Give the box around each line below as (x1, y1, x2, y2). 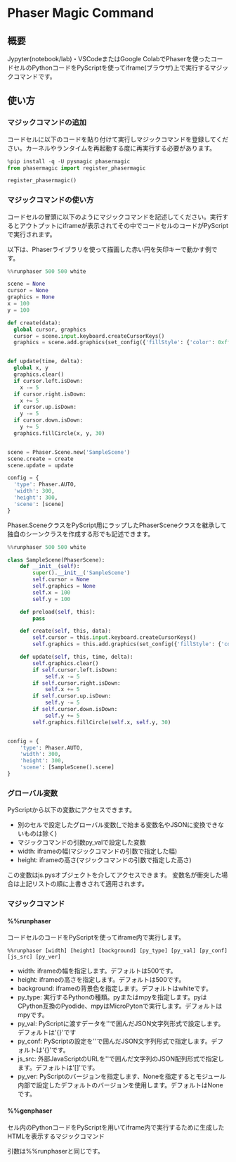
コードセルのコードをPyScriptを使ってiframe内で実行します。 (7, 933, 185, 942)
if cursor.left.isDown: (13, 377, 83, 384)
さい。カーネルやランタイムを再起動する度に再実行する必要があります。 (7, 144, 216, 152)
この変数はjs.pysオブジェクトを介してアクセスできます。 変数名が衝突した (7, 871, 222, 879)
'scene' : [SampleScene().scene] (20, 764, 114, 771)
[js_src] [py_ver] (7, 954, 61, 961)
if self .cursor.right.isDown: (32, 679, 121, 687)
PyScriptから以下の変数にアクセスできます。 (7, 806, 136, 814)
